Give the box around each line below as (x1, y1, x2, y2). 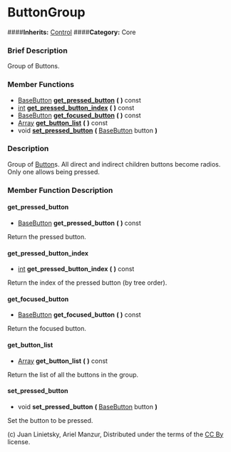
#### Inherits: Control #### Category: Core (7, 28, 136, 36)
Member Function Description (7, 185, 113, 195)
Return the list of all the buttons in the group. (7, 370, 139, 379)
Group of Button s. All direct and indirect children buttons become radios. (7, 159, 221, 168)
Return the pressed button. (7, 232, 87, 241)
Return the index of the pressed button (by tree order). (7, 278, 168, 287)
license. (7, 437, 31, 446)
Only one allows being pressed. (7, 167, 100, 176)
